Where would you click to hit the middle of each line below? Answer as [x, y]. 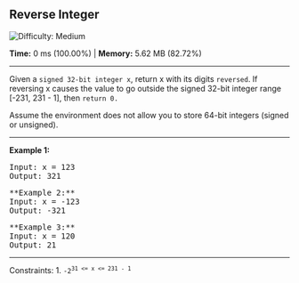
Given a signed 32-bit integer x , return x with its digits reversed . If [133, 78]
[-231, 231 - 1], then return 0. [64, 98]
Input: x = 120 [42, 236]
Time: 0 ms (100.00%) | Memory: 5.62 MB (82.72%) [105, 53]
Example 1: [30, 150]
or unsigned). [34, 125]
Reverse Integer [54, 15]
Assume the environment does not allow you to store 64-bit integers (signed [149, 115]
